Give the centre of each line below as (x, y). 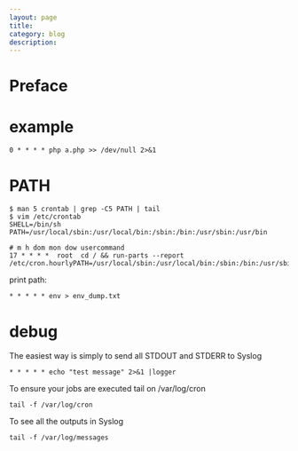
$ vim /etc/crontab (45, 217)
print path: (28, 280)
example (42, 127)
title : (21, 26)
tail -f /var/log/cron (51, 405)
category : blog (37, 34)
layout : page (33, 17)
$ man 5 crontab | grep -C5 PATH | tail (85, 210)
